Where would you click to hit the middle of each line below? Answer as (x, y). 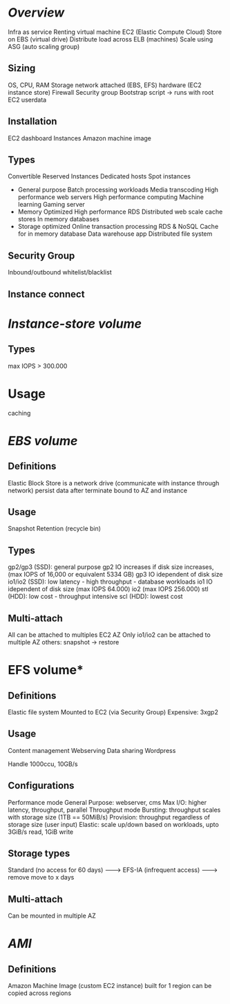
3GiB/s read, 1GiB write (41, 832)
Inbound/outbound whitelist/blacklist (60, 272)
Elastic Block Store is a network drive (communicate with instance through (114, 483)
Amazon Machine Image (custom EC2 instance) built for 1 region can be (110, 986)
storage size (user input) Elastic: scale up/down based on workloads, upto (114, 824)
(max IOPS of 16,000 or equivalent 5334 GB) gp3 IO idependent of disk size (115, 575)
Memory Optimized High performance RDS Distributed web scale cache (120, 212)
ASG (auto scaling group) (44, 46)
